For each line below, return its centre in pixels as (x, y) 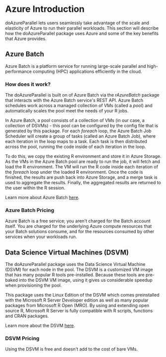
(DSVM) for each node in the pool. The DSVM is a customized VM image (79, 270)
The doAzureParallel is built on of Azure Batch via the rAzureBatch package (82, 95)
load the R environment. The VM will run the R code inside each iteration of (82, 167)
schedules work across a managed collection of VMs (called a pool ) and (79, 105)
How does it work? (28, 84)
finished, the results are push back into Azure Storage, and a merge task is (81, 177)
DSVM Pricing (22, 339)
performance (19, 71)
